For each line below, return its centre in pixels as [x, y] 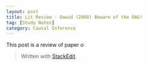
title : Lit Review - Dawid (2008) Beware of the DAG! [75, 17]
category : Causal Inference [41, 28]
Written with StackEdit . [49, 56]
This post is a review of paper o [45, 45]
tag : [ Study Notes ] [30, 22]
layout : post [22, 12]
